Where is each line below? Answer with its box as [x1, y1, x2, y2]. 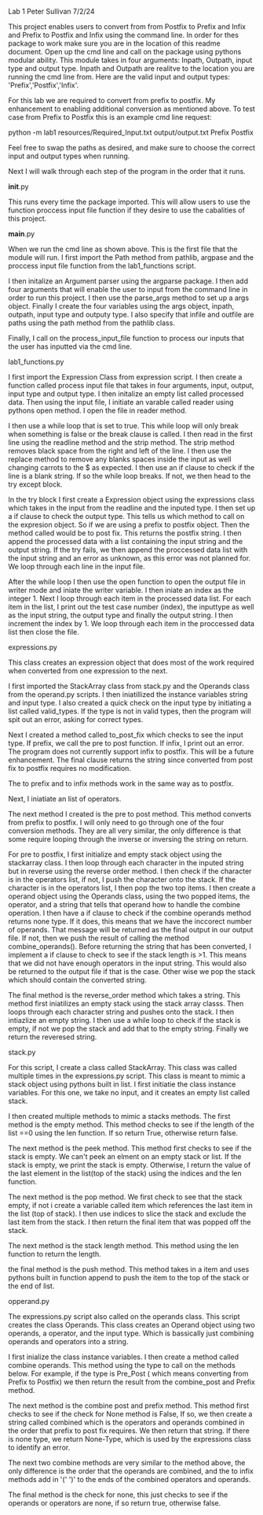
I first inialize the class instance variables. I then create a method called [8, 1352, 239, 1361]
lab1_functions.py [8, 357, 64, 366]
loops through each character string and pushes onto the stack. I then [8, 1007, 235, 1017]
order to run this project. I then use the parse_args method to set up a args [8, 293, 250, 302]
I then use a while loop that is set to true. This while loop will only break [8, 421, 239, 430]
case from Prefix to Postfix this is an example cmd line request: [8, 113, 212, 121]
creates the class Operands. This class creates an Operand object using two [8, 1321, 255, 1329]
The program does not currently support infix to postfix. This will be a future [8, 747, 254, 756]
